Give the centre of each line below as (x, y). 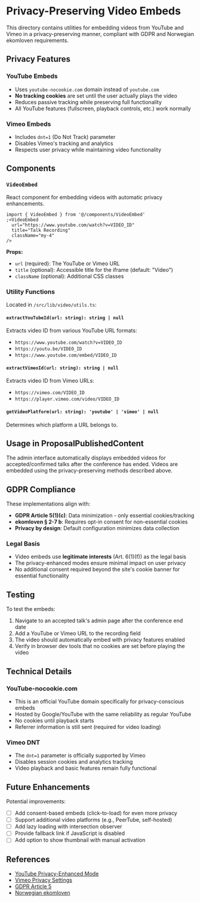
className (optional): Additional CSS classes (69, 276)
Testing (21, 594)
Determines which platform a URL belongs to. (62, 425)
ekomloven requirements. (37, 40)
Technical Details (39, 671)
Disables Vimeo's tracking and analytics (64, 143)
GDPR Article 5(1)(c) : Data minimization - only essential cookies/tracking (104, 516)
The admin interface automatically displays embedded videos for (86, 458)
